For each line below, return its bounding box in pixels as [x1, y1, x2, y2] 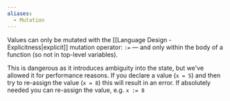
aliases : [7, 10, 33, 17]
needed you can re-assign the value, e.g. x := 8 [7, 86, 145, 94]
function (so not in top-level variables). [7, 50, 118, 59]
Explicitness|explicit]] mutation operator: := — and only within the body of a [7, 43, 224, 51]
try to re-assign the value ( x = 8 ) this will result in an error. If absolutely [7, 78, 211, 86]
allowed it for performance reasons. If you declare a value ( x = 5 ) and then [7, 71, 221, 80]
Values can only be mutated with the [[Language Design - [7, 35, 172, 44]
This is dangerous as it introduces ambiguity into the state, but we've [7, 64, 204, 72]
